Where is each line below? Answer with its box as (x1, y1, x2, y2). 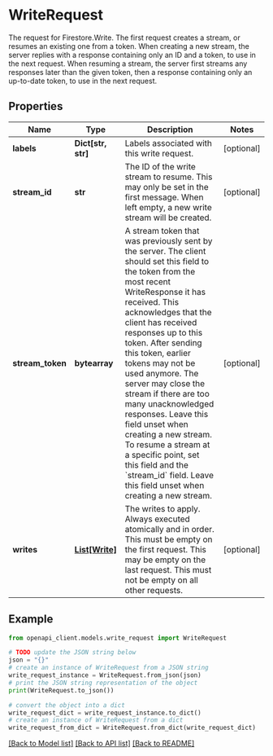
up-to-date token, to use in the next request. (8, 76, 158, 86)
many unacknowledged (124, 398, 214, 409)
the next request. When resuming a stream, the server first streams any (8, 59, 248, 68)
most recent (124, 275, 171, 287)
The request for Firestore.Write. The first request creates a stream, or (8, 33, 241, 42)
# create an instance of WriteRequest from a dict (8, 716, 184, 724)
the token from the (124, 266, 196, 277)
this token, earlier (124, 347, 191, 358)
